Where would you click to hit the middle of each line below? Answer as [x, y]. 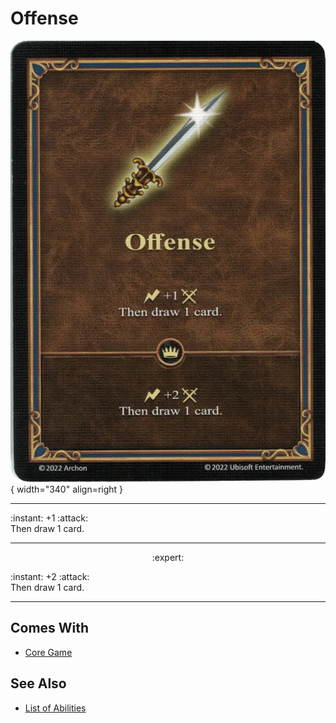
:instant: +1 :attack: [49, 518]
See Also [38, 683]
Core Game [48, 652]
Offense [44, 18]
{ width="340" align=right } [67, 489]
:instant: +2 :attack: [50, 576]
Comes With [50, 628]
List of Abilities [55, 708]
